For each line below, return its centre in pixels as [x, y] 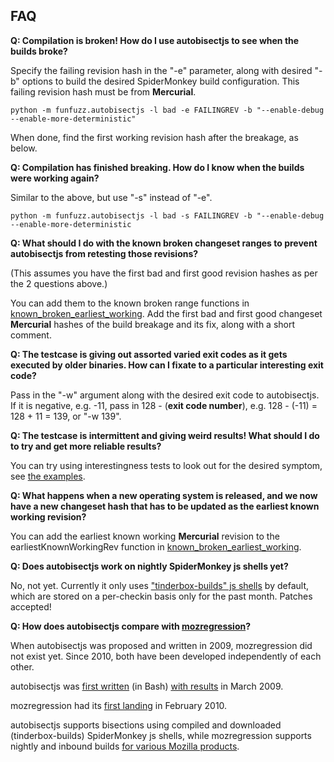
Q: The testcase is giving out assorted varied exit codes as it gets [149, 354]
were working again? [55, 178]
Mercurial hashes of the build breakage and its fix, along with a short [153, 324]
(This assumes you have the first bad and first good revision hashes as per [164, 273]
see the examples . [48, 476]
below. [24, 148]
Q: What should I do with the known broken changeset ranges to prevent [164, 243]
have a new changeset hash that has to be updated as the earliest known [165, 506]
